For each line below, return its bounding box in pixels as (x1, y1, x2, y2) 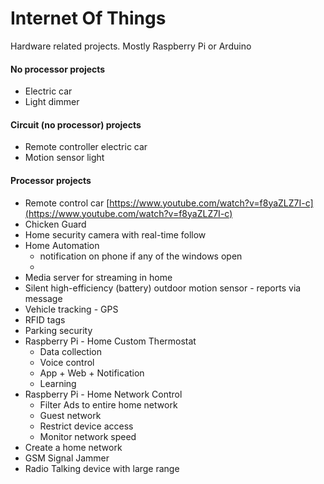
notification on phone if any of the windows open (39, 250, 243, 262)
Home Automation (24, 239, 100, 251)
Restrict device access (39, 420, 134, 432)
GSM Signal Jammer (24, 452, 110, 464)
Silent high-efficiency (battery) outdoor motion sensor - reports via (24, 282, 302, 294)
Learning (39, 377, 77, 389)
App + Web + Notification (39, 367, 145, 379)
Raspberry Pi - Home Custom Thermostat (24, 335, 197, 347)
